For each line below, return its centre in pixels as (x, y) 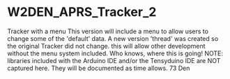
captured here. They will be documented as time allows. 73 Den (99, 68)
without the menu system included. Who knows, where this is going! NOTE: (115, 53)
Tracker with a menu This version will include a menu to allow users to (108, 31)
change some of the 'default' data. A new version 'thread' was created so (113, 38)
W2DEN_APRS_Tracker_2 (82, 12)
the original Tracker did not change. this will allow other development (106, 46)
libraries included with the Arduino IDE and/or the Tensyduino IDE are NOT (114, 60)
